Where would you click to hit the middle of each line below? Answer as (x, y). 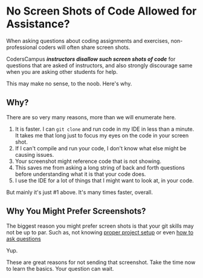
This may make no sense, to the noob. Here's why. (69, 84)
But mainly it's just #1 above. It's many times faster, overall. (79, 192)
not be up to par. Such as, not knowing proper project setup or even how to (100, 232)
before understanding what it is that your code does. (80, 174)
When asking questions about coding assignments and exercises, (88, 41)
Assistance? (38, 24)
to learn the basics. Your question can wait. (60, 268)
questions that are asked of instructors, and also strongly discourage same (99, 65)
